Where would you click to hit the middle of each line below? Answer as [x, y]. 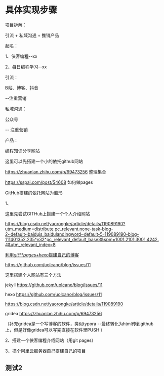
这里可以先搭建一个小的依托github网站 [44, 161]
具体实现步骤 [31, 10]
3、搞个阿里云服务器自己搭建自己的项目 [45, 351]
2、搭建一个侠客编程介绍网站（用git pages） [51, 340]
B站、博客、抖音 [22, 87]
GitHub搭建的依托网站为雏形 [34, 193]
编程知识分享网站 [22, 151]
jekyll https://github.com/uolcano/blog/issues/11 [54, 285]
